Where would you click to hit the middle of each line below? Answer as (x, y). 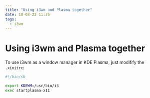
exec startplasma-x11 (28, 90)
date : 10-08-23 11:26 (28, 14)
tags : (11, 19)
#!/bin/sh (15, 77)
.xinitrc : (15, 67)
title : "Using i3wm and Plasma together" (49, 10)
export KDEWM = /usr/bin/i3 (32, 86)
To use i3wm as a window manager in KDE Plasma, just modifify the (75, 62)
